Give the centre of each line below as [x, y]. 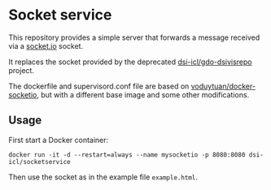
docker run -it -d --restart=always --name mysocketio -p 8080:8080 [127, 155]
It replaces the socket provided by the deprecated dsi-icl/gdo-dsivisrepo [130, 62]
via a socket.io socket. [46, 45]
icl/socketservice [39, 162]
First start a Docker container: [59, 140]
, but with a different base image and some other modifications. [143, 94]
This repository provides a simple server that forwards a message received [134, 37]
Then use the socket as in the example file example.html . [103, 177]
